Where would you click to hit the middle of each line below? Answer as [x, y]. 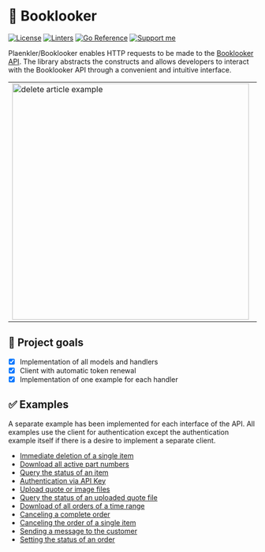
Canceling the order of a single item [78, 522]
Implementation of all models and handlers [89, 361]
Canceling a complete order [65, 514]
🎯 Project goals [46, 343]
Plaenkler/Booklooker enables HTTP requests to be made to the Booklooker [131, 53]
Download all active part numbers [74, 464]
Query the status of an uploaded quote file [88, 497]
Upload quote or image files [65, 489]
